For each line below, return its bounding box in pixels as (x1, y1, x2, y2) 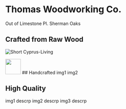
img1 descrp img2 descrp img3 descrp (5, 98, 87, 104)
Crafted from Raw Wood (5, 35, 83, 44)
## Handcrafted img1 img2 (22, 69, 78, 75)
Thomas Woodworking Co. (5, 4, 122, 15)
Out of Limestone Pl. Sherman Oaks (5, 20, 81, 26)
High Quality (5, 84, 46, 93)
